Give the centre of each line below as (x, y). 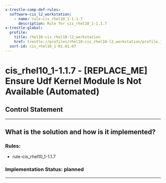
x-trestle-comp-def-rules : (33, 10)
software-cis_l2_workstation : (41, 14)
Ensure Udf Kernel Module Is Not (73, 81)
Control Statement (34, 109)
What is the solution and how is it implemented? (80, 132)
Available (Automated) (52, 91)
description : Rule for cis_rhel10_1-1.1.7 (62, 23)
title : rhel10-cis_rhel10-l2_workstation (57, 37)
